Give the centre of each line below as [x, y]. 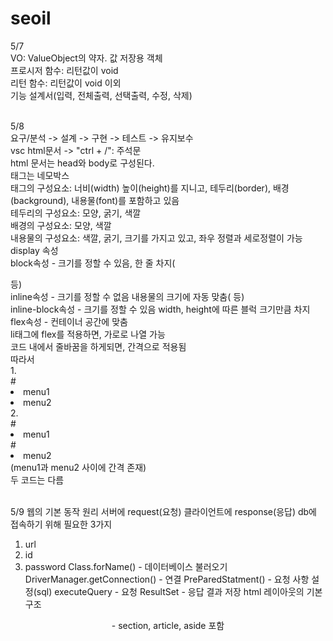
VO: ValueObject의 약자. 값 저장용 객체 [86, 58]
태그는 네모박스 [40, 175]
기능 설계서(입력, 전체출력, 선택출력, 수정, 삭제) [101, 95]
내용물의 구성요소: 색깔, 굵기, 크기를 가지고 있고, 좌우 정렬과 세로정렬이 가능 [156, 238]
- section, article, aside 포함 [168, 625]
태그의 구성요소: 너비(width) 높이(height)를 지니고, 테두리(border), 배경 [150, 188]
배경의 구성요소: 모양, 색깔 [61, 225]
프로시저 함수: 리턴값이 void [64, 70]
